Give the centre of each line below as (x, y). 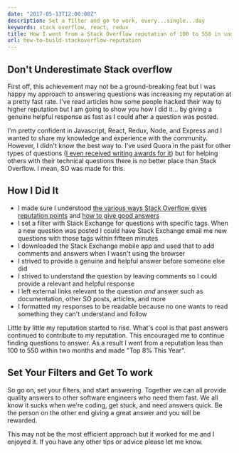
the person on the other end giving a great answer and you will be (104, 412)
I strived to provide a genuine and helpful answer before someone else (121, 261)
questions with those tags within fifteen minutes (88, 238)
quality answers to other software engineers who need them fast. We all (113, 397)
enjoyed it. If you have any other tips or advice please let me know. (105, 442)
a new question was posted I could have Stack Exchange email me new (122, 230)
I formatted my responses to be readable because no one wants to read (123, 306)
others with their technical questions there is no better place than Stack (112, 160)
